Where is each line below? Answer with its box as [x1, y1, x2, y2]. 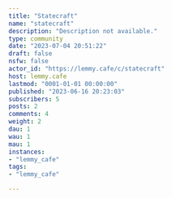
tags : [8, 163, 27, 171]
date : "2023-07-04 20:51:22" [8, 42, 107, 50]
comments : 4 [8, 110, 49, 118]
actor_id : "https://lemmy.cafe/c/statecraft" [8, 65, 165, 73]
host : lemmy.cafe [8, 72, 67, 80]
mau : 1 [8, 140, 31, 148]
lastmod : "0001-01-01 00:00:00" [8, 80, 118, 88]
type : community [8, 34, 63, 43]
